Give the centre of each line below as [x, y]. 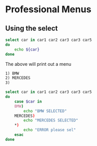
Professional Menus [48, 9]
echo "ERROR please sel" [50, 130]
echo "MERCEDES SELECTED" [51, 120]
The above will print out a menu [38, 64]
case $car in [28, 101]
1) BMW [12, 73]
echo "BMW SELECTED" [45, 111]
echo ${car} [27, 50]
